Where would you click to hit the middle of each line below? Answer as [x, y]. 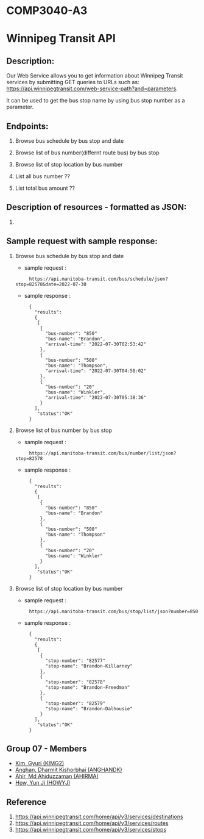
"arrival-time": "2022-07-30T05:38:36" [96, 397]
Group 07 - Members [47, 749]
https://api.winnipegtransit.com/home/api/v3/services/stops [91, 830]
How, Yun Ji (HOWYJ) [43, 783]
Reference [26, 802]
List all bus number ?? [42, 176]
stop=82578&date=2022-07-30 [51, 284]
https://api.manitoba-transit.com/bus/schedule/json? [99, 279]
